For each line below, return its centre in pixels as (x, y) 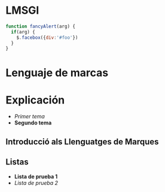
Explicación (35, 100)
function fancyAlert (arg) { (41, 26)
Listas (17, 162)
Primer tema (30, 117)
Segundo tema (33, 123)
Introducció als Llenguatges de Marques (82, 141)
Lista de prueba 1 (36, 176)
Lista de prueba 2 (36, 182)
